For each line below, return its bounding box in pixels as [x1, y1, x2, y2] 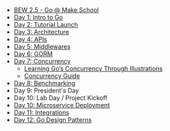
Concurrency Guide [23, 72, 81, 80]
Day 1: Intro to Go [13, 13, 64, 21]
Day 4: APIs [13, 35, 48, 43]
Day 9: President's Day [13, 86, 79, 94]
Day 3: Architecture [13, 28, 70, 36]
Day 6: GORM [13, 50, 53, 58]
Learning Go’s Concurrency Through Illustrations [23, 65, 163, 72]
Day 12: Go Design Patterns [13, 116, 92, 123]
